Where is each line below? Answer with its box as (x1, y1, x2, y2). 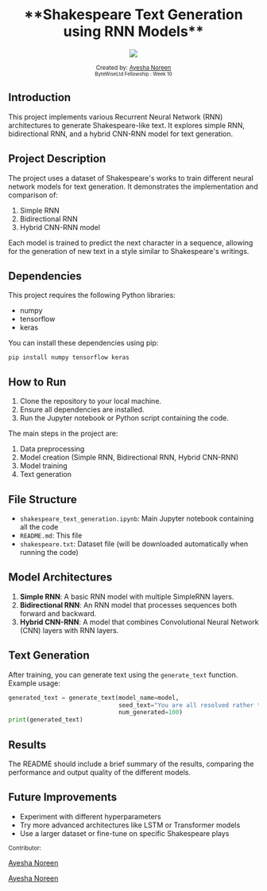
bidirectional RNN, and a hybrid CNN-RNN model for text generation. (8, 129, 233, 139)
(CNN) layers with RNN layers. (19, 625, 119, 635)
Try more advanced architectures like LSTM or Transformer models (19, 820, 241, 830)
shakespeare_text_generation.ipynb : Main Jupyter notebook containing (19, 514, 254, 523)
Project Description (8, 152, 106, 166)
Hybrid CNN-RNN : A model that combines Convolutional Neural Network (19, 617, 259, 627)
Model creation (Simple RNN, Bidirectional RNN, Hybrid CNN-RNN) (19, 452, 239, 463)
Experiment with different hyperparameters (19, 811, 161, 821)
